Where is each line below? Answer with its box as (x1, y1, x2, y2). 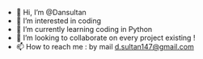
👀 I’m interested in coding (15, 16, 102, 26)
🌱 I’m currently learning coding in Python (15, 25, 153, 33)
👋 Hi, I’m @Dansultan (15, 8, 87, 17)
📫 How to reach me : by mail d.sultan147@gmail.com (15, 42, 194, 51)
